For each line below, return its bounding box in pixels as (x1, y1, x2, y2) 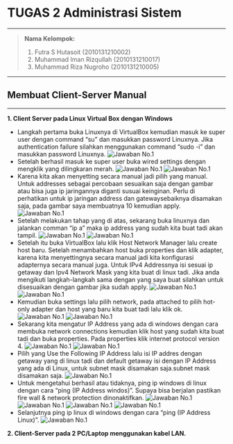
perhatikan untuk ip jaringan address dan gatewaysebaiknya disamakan (17, 194, 223, 202)
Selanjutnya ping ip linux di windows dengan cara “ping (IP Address (17, 408, 211, 416)
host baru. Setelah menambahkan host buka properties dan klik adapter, (17, 245, 224, 254)
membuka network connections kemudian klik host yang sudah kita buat (17, 327, 225, 335)
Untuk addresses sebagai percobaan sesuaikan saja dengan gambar (17, 179, 214, 188)
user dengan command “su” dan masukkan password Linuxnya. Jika (17, 135, 214, 143)
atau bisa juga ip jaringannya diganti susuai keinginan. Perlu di (17, 186, 196, 195)
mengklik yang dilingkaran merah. (17, 165, 114, 173)
